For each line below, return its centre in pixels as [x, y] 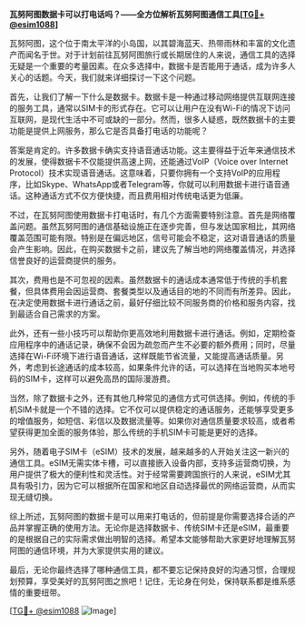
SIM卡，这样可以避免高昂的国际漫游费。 [100, 378]
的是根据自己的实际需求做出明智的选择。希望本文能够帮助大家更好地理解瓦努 [152, 539]
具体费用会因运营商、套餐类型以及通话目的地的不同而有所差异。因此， [164, 291]
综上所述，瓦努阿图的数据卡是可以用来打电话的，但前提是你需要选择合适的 [148, 516]
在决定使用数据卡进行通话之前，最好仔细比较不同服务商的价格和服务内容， [148, 302]
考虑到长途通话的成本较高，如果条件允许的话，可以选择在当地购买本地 [156, 367]
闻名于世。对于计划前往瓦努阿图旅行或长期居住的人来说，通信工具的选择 [160, 55]
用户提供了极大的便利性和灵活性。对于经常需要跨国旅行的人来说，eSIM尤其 [150, 474]
